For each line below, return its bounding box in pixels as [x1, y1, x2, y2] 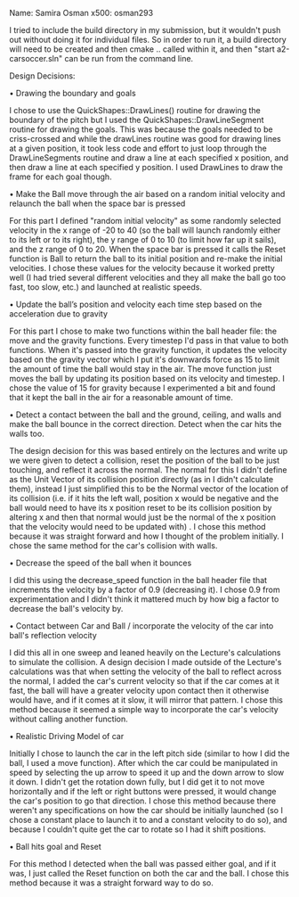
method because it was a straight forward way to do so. [9, 877, 214, 888]
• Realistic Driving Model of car [9, 731, 125, 741]
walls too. [9, 428, 44, 439]
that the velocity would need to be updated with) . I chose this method [9, 522, 266, 531]
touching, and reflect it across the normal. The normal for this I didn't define [9, 465, 287, 475]
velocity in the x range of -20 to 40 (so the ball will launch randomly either [9, 225, 281, 235]
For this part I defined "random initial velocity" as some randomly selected [9, 216, 282, 226]
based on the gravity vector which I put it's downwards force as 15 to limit [9, 354, 280, 365]
